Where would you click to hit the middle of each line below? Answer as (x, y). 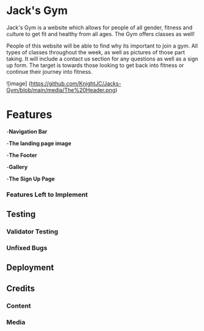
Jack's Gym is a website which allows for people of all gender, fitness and (100, 27)
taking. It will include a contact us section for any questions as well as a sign (102, 59)
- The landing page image (39, 143)
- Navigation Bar (27, 131)
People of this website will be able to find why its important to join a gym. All (102, 46)
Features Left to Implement (47, 194)
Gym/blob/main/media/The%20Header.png (61, 90)
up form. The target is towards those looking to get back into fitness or (95, 65)
